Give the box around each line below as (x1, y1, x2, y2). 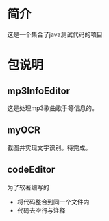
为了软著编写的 (7, 183, 49, 191)
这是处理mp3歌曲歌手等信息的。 (7, 104, 98, 112)
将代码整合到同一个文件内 (16, 198, 90, 206)
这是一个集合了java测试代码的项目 (7, 30, 103, 39)
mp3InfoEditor (7, 85, 71, 96)
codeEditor (7, 164, 56, 176)
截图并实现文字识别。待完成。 (7, 143, 91, 151)
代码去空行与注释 (16, 206, 66, 214)
